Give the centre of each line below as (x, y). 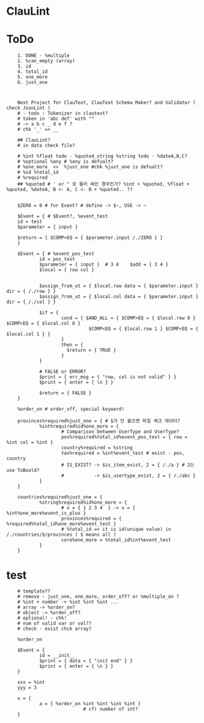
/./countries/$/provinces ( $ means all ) (61, 535)
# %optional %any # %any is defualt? (66, 162)
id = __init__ (57, 656)
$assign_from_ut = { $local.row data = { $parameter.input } (119, 286)
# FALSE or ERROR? (62, 372)
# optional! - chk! (42, 618)
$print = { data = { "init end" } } (86, 661)
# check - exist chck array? (55, 629)
